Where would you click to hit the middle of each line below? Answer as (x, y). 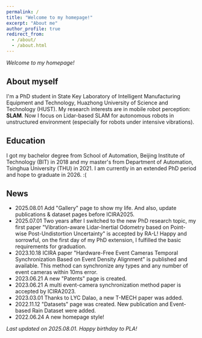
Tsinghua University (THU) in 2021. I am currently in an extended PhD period (101, 168)
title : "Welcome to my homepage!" (50, 18)
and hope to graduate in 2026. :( (46, 174)
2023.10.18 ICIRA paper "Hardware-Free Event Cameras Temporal (96, 253)
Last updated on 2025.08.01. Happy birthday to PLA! (72, 329)
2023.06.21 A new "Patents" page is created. (71, 279)
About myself (32, 82)
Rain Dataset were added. (64, 311)
